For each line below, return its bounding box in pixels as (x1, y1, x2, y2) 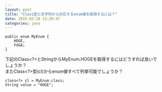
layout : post (5, 7, 32, 12)
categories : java (5, 21, 41, 26)
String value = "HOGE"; (5, 83, 54, 88)
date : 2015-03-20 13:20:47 (5, 16, 60, 21)
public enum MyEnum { (5, 34, 49, 39)
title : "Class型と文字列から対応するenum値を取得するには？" (5, 12, 117, 17)
